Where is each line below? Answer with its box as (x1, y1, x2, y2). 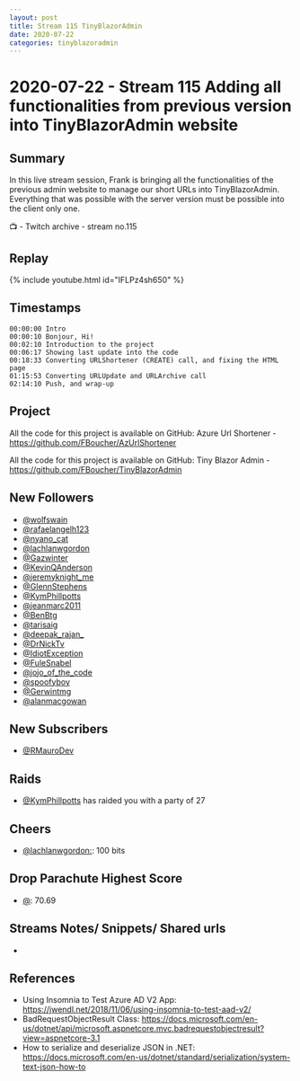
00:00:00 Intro (9, 324, 66, 333)
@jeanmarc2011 (22, 599, 82, 611)
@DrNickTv (22, 638, 65, 649)
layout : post (9, 13, 58, 22)
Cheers (9, 821, 51, 837)
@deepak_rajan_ (22, 628, 84, 639)
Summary (9, 150, 66, 166)
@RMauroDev (22, 745, 75, 756)
